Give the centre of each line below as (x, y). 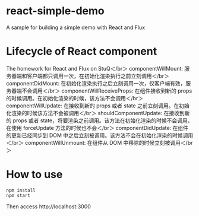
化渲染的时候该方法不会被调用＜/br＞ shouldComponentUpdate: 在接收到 (96, 113)
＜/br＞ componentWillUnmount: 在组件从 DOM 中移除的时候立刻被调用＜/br (99, 142)
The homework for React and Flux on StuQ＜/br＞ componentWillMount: (94, 68)
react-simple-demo (56, 11)
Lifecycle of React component (82, 51)
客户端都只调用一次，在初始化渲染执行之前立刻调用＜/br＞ (98, 76)
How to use (34, 175)
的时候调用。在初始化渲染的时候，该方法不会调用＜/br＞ (75, 98)
